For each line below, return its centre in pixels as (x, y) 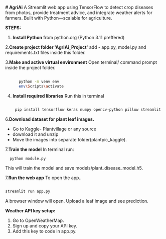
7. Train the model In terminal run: (40, 149)
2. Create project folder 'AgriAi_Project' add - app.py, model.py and (76, 47)
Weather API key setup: (30, 211)
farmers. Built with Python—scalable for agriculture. (59, 18)
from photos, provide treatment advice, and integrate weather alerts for (79, 13)
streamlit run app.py (28, 191)
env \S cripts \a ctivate (41, 86)
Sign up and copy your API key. (45, 226)
